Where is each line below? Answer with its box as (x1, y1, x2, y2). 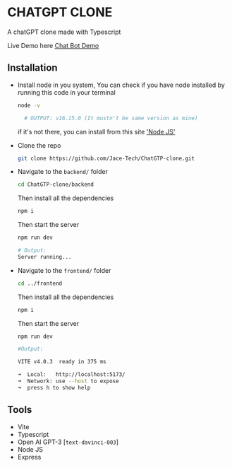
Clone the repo (17, 141, 61, 149)
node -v (17, 102, 40, 109)
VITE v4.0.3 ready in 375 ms (17, 358, 107, 365)
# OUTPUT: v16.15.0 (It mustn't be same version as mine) (24, 115, 198, 122)
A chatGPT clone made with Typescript (7, 28, 121, 36)
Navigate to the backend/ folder (17, 168, 108, 176)
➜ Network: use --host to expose (17, 378, 119, 385)
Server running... (17, 253, 72, 260)
